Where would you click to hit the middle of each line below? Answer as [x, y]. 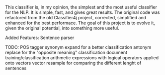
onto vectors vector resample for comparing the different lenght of [73, 63]
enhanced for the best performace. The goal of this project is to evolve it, [80, 23]
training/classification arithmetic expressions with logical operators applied [82, 58]
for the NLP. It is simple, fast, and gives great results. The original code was [82, 12]
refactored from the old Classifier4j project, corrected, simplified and [76, 18]
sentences [16, 68]
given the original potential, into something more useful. [62, 28]
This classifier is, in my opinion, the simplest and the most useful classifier [81, 7]
